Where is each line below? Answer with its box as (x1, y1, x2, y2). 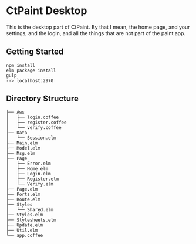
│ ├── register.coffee (6, 119, 67, 126)
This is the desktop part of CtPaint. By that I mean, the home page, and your (6, 23, 190, 30)
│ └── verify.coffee (6, 124, 62, 130)
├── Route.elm (6, 196, 41, 202)
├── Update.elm (6, 222, 43, 228)
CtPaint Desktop (6, 4, 87, 18)
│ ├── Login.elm (6, 171, 51, 177)
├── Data (6, 130, 28, 135)
